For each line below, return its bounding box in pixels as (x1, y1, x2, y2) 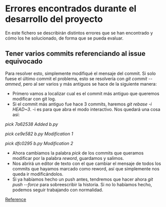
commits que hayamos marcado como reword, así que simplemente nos (12, 165, 160, 171)
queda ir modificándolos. (12, 171, 63, 177)
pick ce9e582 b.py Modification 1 (5, 131, 73, 137)
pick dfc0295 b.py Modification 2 (5, 140, 73, 146)
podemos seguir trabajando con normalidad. (12, 187, 103, 193)
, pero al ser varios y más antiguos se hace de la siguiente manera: (20, 81, 157, 87)
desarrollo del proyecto (5, 13, 103, 25)
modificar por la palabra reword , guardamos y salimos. (12, 155, 124, 161)
